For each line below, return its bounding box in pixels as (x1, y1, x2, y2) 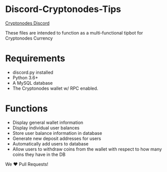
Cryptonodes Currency (5, 35, 53, 41)
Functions (5, 103, 48, 114)
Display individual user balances (12, 124, 79, 131)
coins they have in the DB (12, 151, 66, 157)
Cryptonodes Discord (5, 20, 50, 26)
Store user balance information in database (12, 130, 102, 136)
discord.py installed (12, 69, 54, 75)
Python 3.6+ (12, 74, 39, 81)
